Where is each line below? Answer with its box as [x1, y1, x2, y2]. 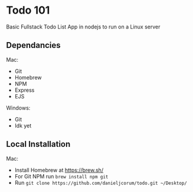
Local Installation [6, 139, 71, 149]
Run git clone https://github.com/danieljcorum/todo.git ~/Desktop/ [14, 179, 187, 186]
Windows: [6, 104, 31, 111]
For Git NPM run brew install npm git [14, 172, 109, 180]
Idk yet [14, 122, 32, 129]
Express [14, 87, 35, 94]
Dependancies [6, 40, 61, 50]
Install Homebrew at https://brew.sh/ [14, 167, 104, 174]
